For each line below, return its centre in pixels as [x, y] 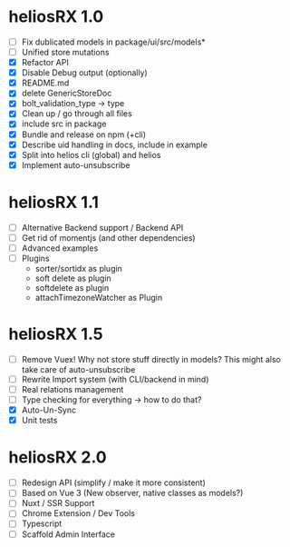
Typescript [42, 523]
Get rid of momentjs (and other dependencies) [108, 237]
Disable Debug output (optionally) [85, 73]
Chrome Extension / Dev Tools [78, 513]
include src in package [64, 124]
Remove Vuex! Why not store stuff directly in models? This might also [151, 359]
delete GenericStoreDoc [67, 94]
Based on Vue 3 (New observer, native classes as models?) [132, 493]
